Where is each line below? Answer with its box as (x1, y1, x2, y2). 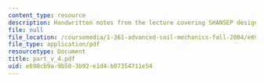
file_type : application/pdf (8, 41, 101, 48)
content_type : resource (8, 11, 86, 20)
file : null (8, 26, 44, 34)
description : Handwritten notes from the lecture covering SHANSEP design (8, 19, 258, 27)
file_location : (8, 33, 58, 41)
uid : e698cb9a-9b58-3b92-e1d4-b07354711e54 (8, 62, 153, 70)
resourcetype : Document (8, 48, 86, 55)
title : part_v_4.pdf (8, 55, 76, 63)
